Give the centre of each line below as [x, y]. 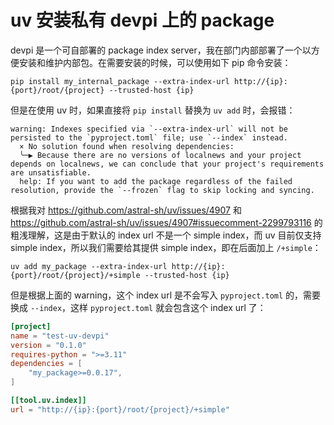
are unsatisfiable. [51, 172]
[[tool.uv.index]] [48, 401]
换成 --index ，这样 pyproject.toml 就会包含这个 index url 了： [138, 307]
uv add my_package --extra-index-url [89, 266]
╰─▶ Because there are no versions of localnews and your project [160, 155]
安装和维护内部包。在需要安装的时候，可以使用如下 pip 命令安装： [155, 62]
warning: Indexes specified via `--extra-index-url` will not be [149, 129]
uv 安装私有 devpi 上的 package [142, 20]
